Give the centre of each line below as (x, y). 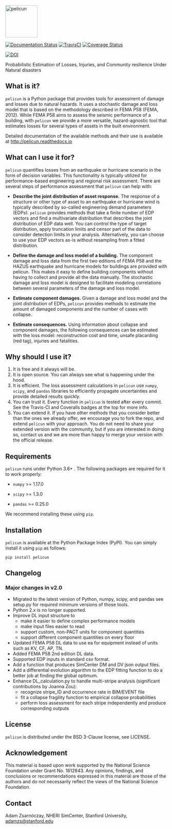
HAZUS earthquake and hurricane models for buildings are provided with (90, 266)
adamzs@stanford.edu (30, 821)
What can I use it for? (40, 158)
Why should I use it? (39, 357)
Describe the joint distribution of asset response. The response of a (86, 196)
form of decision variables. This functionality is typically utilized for (76, 175)
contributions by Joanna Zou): (45, 686)
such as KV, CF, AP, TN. (38, 648)
